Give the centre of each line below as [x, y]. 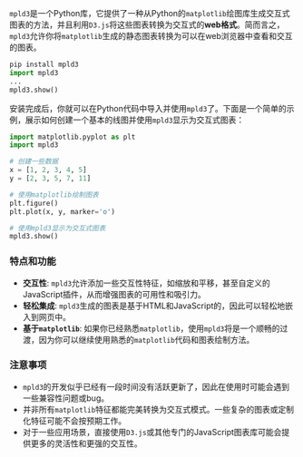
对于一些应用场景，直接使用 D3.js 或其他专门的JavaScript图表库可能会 [152, 432]
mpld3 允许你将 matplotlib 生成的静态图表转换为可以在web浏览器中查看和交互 [151, 36]
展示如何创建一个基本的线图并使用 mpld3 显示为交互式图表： [135, 120]
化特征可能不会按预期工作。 [74, 421]
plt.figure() [34, 203]
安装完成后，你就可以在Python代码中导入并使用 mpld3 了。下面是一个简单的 [148, 108]
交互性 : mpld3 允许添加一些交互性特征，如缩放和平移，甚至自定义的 [146, 283]
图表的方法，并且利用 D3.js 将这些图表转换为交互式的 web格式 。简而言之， [147, 24]
